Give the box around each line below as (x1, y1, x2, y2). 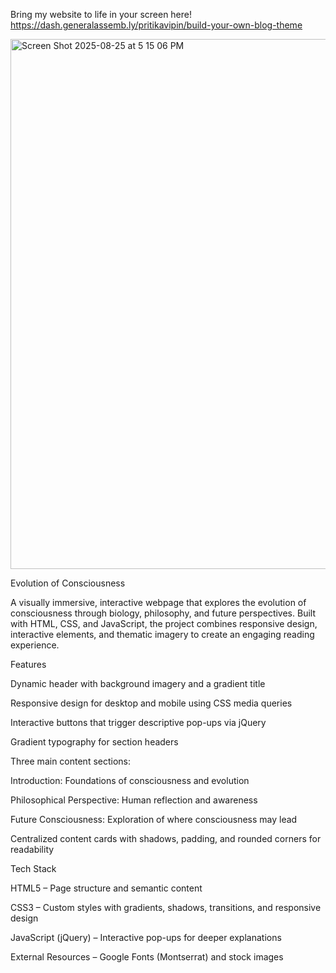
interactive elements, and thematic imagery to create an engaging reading (10, 629, 315, 640)
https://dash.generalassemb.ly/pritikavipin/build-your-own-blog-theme (10, 19, 303, 31)
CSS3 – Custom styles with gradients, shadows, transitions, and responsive (10, 902, 322, 913)
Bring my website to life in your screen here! (10, 9, 193, 20)
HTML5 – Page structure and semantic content (10, 882, 203, 894)
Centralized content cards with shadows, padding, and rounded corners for (10, 833, 322, 844)
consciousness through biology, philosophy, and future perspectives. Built (10, 607, 316, 619)
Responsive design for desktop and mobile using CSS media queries (10, 697, 293, 709)
